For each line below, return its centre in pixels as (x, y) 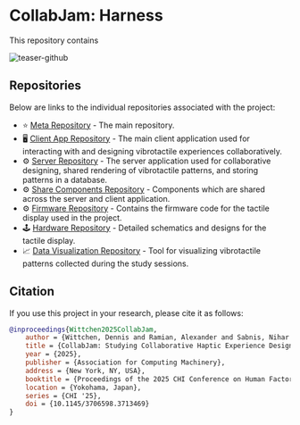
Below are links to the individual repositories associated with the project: (142, 107)
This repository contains (54, 40)
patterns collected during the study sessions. (105, 263)
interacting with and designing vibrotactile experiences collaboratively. (152, 151)
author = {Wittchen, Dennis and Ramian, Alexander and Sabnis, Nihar (158, 337)
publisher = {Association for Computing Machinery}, (125, 362)
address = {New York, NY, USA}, (85, 371)
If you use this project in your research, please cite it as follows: (126, 312)
